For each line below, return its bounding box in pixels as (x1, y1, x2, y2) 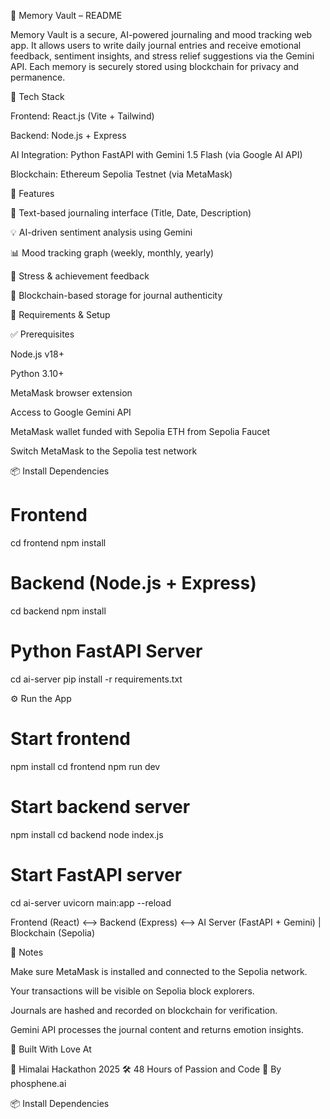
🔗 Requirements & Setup (10, 309, 111, 320)
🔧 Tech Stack (10, 91, 65, 102)
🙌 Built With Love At (10, 1043, 92, 1055)
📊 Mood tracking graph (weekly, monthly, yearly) (10, 247, 215, 259)
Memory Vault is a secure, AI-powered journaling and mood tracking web (10, 29, 313, 40)
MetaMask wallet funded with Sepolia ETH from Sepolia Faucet (10, 426, 271, 437)
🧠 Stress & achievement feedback (10, 270, 150, 282)
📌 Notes (10, 946, 44, 958)
